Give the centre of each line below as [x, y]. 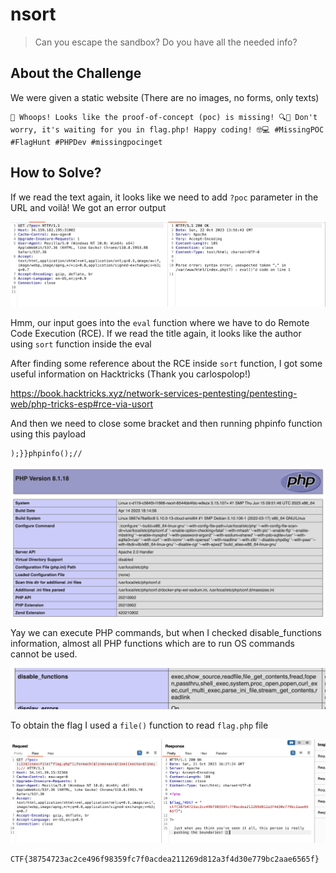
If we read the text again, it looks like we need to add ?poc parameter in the [164, 197]
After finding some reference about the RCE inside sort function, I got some [166, 363]
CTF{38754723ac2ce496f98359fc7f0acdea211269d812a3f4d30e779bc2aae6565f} [165, 859]
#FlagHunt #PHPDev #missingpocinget [86, 142]
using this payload [48, 434]
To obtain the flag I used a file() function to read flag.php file [139, 725]
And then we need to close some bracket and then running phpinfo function [166, 423]
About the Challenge [76, 73]
